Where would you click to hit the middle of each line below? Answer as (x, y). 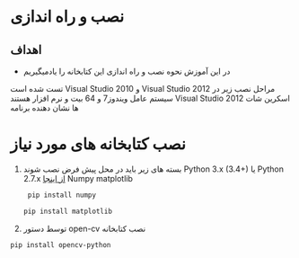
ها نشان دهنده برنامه (44, 108)
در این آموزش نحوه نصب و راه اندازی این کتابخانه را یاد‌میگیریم (127, 71)
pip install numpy (62, 195)
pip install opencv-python (61, 245)
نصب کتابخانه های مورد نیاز (98, 144)
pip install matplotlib (68, 211)
